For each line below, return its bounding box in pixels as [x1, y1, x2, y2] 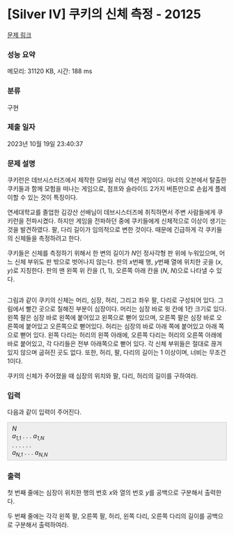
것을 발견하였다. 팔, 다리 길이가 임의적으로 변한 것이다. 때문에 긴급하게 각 [7, 226, 204, 234]
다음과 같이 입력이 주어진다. [7, 408, 82, 417]
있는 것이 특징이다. [27, 193, 78, 202]
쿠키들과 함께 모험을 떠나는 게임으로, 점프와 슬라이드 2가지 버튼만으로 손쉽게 [7, 185, 214, 193]
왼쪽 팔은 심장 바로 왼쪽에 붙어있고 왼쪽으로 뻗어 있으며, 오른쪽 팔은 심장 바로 [7, 313, 215, 322]
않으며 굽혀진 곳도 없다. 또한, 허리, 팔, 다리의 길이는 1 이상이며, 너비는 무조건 [19, 348, 226, 357]
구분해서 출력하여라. [14, 520, 69, 529]
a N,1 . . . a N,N [12, 449, 48, 458]
